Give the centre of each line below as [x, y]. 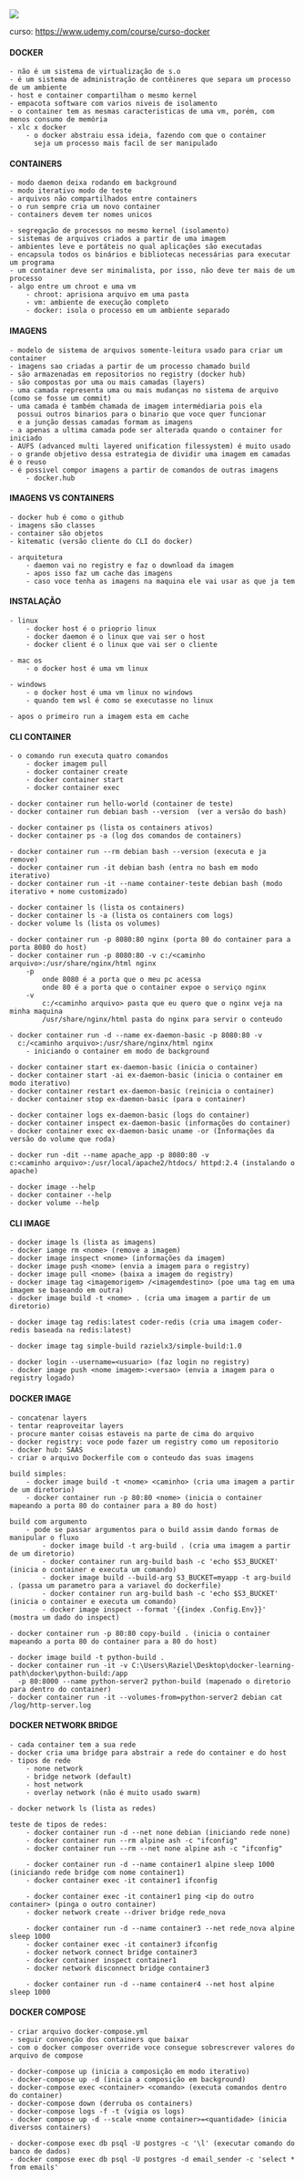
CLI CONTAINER [41, 736]
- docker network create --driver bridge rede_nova [126, 1912]
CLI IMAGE [30, 1223]
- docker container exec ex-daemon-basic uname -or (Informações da [142, 1131]
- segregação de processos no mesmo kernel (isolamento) [120, 231]
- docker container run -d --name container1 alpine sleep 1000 [150, 1864]
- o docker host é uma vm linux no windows [110, 693]
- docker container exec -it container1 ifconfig [122, 1880]
